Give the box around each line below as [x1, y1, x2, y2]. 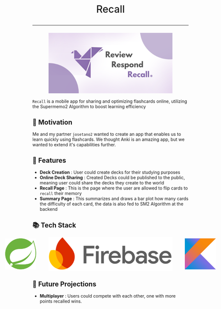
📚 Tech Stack [32, 221, 76, 230]
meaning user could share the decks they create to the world [39, 180, 165, 185]
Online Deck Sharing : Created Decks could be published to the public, [39, 174, 185, 181]
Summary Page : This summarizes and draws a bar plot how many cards [39, 195, 189, 201]
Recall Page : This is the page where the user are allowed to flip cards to [39, 185, 188, 191]
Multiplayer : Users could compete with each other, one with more [39, 293, 176, 299]
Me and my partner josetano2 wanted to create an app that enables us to [32, 131, 181, 137]
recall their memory [39, 190, 82, 196]
